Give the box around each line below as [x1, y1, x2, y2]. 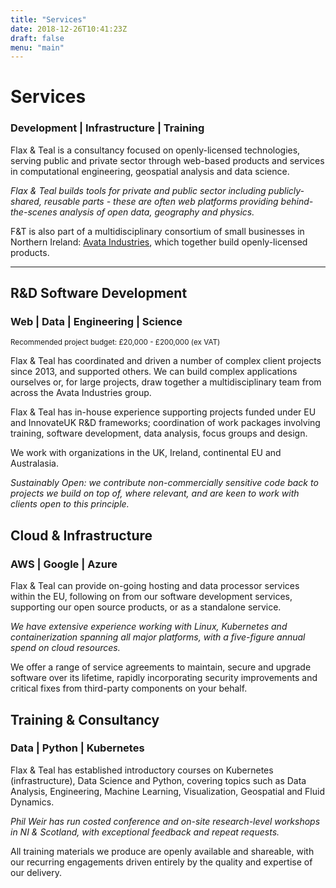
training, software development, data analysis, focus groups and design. [10, 427, 308, 440]
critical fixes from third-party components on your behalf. [10, 682, 248, 695]
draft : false [10, 33, 65, 43]
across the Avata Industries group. [10, 387, 152, 399]
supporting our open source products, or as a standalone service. [10, 601, 282, 613]
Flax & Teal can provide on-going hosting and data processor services [10, 580, 300, 592]
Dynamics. [10, 796, 55, 808]
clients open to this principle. [10, 498, 130, 510]
